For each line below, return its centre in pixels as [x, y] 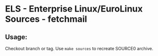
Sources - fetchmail [46, 19]
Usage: [16, 37]
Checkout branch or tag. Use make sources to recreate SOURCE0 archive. [79, 49]
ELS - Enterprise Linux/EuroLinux [74, 9]
